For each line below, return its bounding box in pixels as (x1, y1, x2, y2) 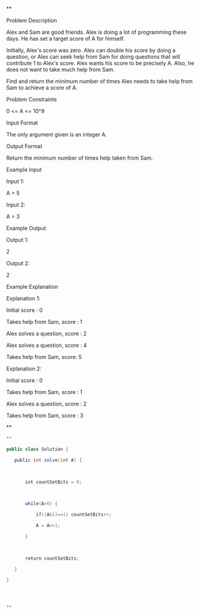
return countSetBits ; (25, 555, 80, 561)
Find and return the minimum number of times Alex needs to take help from (6, 78, 193, 85)
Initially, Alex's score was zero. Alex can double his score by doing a (6, 47, 176, 54)
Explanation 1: (6, 295, 41, 302)
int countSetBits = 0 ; (25, 479, 83, 485)
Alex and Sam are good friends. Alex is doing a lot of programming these (6, 28, 187, 36)
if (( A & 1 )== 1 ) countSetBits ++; (36, 512, 112, 518)
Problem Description (6, 17, 57, 24)
